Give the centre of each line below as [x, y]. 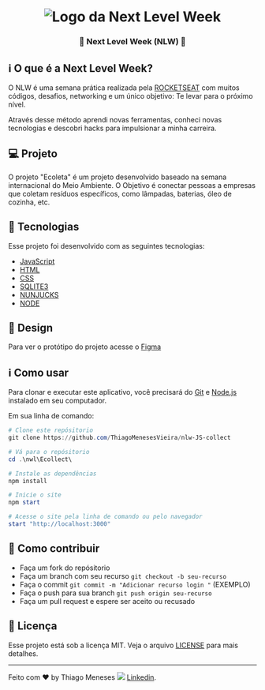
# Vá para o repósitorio [49, 452]
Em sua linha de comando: [51, 416]
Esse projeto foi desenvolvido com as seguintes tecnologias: [106, 246]
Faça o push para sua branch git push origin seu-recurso [116, 593]
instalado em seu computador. [58, 401]
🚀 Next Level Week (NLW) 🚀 [132, 42]
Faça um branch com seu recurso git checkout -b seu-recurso [123, 576]
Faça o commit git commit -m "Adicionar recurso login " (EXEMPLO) [135, 584]
